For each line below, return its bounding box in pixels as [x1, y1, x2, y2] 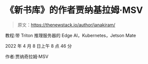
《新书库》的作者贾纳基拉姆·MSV [5, 4, 143, 16]
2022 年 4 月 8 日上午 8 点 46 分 [5, 43, 72, 49]
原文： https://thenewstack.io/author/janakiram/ [17, 22, 115, 28]
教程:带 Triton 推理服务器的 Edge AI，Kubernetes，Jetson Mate [5, 32, 136, 38]
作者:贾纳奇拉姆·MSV [5, 53, 49, 60]
